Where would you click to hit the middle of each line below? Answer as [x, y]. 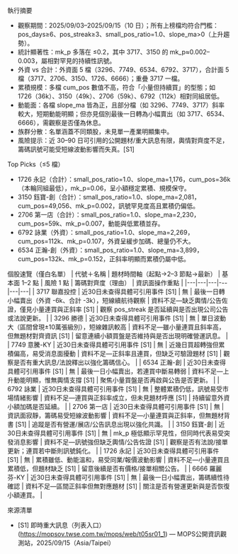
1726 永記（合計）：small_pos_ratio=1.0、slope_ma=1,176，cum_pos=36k [124, 179]
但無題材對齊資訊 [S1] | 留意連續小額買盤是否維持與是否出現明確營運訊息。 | [118, 336]
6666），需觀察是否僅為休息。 [61, 123]
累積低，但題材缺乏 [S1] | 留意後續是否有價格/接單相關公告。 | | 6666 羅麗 [115, 468]
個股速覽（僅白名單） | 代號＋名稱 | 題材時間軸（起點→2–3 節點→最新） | [114, 274]
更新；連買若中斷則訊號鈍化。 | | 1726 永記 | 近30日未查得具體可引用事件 [113, 451]
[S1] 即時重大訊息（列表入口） [61, 525]
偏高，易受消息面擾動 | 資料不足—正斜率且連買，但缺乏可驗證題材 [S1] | [117, 353]
